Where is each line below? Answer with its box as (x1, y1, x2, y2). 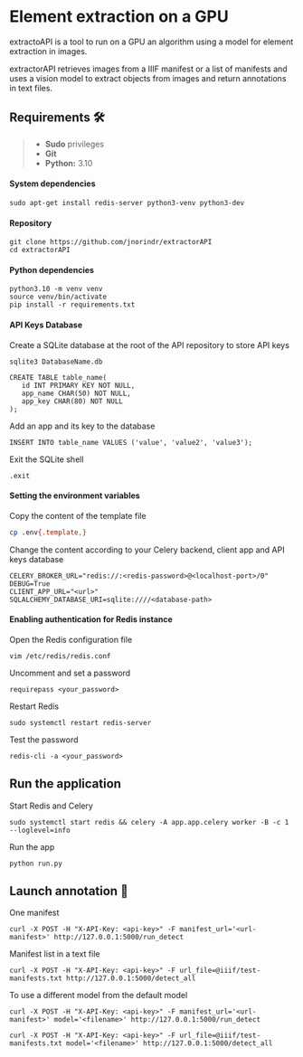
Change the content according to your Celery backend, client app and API (9, 544, 285, 555)
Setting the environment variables (9, 490, 140, 501)
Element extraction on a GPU (9, 6, 229, 27)
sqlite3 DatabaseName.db (9, 357, 103, 366)
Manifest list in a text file (9, 948, 100, 959)
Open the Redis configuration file (9, 634, 133, 645)
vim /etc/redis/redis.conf (9, 651, 111, 661)
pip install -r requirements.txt (9, 300, 136, 309)
